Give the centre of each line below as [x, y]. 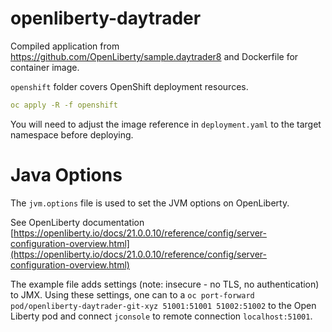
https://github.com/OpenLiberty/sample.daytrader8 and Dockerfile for [154, 56]
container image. [45, 67]
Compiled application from [65, 46]
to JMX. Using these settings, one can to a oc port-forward [132, 294]
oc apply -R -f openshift [64, 105]
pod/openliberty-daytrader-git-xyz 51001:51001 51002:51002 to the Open [163, 305]
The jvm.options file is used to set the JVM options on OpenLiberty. [150, 203]
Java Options [66, 175]
